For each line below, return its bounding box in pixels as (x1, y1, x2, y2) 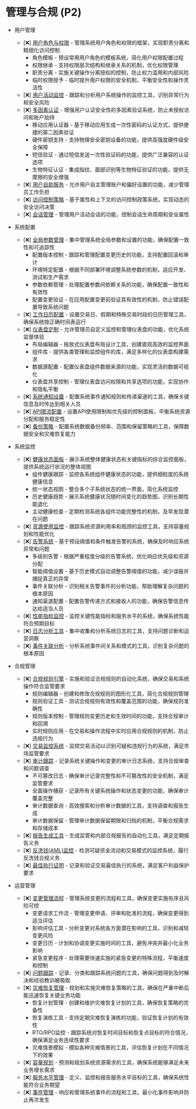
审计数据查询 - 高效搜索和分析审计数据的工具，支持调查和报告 (32, 801, 184, 809)
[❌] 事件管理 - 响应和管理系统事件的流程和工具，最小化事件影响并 (23, 1088, 184, 1096)
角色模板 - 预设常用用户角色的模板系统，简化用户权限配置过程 (32, 54, 184, 61)
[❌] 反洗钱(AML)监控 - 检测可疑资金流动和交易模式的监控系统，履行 (23, 846, 189, 854)
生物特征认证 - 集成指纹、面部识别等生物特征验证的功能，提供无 (32, 165, 189, 173)
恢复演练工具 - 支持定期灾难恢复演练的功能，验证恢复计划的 (32, 1013, 179, 1021)
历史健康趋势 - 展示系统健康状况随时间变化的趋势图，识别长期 (32, 493, 184, 500)
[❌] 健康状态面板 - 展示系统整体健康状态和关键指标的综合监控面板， (23, 455, 189, 463)
